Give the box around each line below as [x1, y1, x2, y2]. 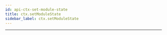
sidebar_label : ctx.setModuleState [5, 16, 79, 21]
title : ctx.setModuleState [5, 12, 61, 17]
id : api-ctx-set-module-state [5, 7, 68, 12]
